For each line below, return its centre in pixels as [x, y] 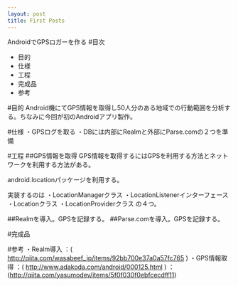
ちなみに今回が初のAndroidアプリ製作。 [78, 116]
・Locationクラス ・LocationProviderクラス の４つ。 [84, 203]
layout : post [27, 14]
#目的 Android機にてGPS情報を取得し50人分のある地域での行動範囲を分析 [116, 107]
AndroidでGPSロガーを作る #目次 [56, 42]
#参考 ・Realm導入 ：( [40, 249]
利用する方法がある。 [63, 164]
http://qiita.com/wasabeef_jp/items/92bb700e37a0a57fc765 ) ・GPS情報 [114, 258]
